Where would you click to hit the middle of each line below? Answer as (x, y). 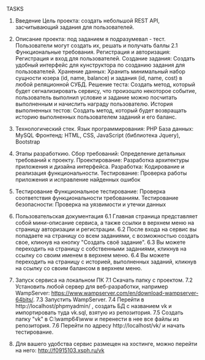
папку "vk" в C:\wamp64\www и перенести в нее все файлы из (97, 319)
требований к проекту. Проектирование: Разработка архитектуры (102, 160)
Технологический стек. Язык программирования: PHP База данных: (104, 129)
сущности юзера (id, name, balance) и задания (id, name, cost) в (99, 78)
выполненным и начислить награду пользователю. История (94, 104)
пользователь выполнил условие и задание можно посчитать (96, 97)
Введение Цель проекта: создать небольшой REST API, (88, 20)
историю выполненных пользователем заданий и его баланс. (96, 117)
